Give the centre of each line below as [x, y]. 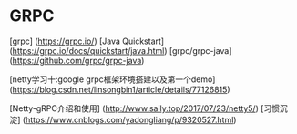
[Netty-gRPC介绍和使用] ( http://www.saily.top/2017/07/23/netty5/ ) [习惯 [145, 108]
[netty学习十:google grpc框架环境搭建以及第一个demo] [113, 79]
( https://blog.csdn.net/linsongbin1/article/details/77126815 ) [120, 89]
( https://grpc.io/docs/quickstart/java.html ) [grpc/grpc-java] [121, 50]
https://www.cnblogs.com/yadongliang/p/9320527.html [130, 119]
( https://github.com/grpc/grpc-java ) [77, 60]
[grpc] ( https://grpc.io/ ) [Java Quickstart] [87, 41]
